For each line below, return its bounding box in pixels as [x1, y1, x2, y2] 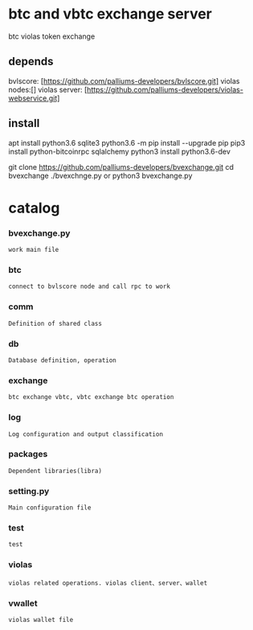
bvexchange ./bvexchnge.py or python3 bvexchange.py [8, 171, 193, 180]
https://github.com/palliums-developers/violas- [87, 84, 243, 94]
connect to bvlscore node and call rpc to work [8, 282, 171, 290]
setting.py [8, 485, 50, 496]
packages [8, 448, 48, 459]
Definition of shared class [8, 319, 103, 327]
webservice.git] [8, 93, 60, 103]
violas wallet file [8, 616, 74, 624]
